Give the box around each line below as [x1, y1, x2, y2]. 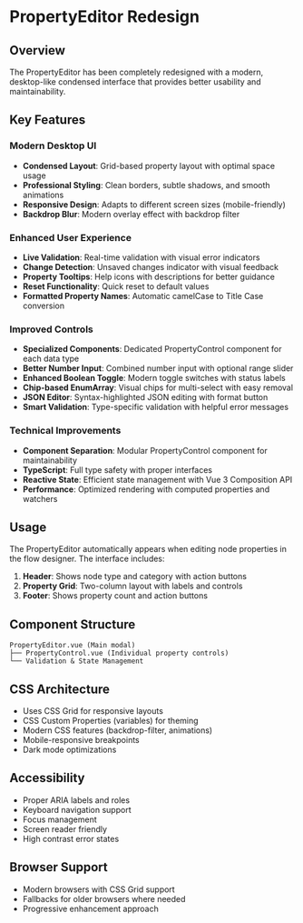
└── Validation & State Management [9, 657, 144, 666]
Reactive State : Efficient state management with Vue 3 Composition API [22, 474, 293, 485]
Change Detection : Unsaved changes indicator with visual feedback [22, 261, 279, 272]
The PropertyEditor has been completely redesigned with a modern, [9, 66, 264, 77]
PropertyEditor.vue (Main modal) [9, 641, 136, 650]
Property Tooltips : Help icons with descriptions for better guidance [22, 271, 275, 282]
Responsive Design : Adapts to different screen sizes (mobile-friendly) [22, 198, 286, 210]
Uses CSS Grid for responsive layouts [22, 706, 163, 717]
